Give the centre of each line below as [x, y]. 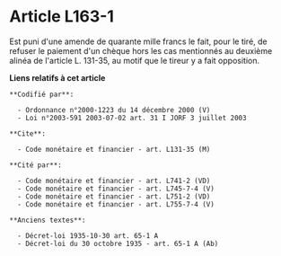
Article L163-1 [62, 17]
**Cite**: [28, 133]
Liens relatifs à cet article [57, 77]
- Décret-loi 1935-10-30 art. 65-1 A [88, 235]
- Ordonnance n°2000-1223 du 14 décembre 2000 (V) [114, 110]
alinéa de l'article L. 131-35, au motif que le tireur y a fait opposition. [135, 60]
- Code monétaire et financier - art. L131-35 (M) [114, 149]
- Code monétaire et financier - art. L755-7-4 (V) [116, 204]
